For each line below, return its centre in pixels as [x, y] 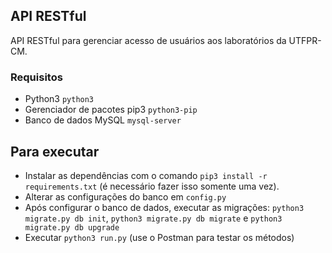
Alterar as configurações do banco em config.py [125, 196]
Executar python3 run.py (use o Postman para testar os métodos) [159, 237]
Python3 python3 [59, 99]
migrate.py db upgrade [72, 227]
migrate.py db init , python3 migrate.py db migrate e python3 [153, 218]
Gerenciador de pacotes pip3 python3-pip [111, 110]
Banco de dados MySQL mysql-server [103, 120]
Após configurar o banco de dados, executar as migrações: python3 [164, 207]
